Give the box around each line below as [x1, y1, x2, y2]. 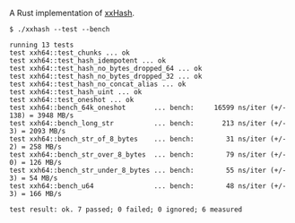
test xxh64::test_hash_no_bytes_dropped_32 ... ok [9, 72, 203, 81]
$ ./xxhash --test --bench [9, 25, 110, 34]
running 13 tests [9, 40, 74, 49]
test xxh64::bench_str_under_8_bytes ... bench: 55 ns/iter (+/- [9, 166, 287, 175]
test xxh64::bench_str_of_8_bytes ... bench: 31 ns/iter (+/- [9, 134, 287, 143]
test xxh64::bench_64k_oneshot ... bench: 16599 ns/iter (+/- [9, 103, 287, 112]
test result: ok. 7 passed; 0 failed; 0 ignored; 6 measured [9, 205, 243, 214]
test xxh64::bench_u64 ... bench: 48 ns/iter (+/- [9, 182, 287, 191]
